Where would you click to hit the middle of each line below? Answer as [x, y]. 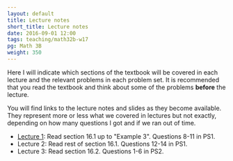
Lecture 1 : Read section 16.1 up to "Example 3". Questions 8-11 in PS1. [116, 136]
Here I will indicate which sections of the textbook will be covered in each [113, 72]
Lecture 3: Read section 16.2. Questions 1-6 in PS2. [90, 151]
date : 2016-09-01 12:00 [42, 33]
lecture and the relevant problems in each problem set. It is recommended [113, 79]
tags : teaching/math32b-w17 [48, 40]
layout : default [31, 14]
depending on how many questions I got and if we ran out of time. [102, 123]
